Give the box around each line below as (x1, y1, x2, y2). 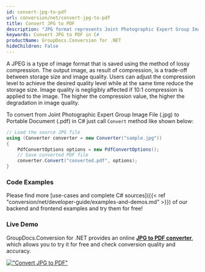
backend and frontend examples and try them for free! (6, 205, 143, 212)
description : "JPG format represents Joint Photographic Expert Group (6, 26, 190, 32)
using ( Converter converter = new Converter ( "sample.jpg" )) (6, 135, 163, 141)
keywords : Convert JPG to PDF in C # (6, 32, 99, 38)
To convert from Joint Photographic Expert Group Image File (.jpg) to (6, 111, 179, 118)
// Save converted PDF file (17, 152, 88, 158)
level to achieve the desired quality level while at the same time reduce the (6, 79, 194, 86)
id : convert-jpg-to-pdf (6, 9, 67, 15)
